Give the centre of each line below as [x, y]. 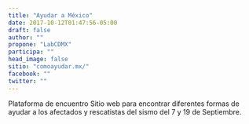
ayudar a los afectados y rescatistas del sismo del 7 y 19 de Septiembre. [125, 111]
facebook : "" [29, 74]
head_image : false [38, 60]
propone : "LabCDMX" [40, 45]
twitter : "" [27, 81]
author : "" [26, 37]
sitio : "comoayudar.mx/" [49, 67]
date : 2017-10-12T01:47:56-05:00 [63, 23]
